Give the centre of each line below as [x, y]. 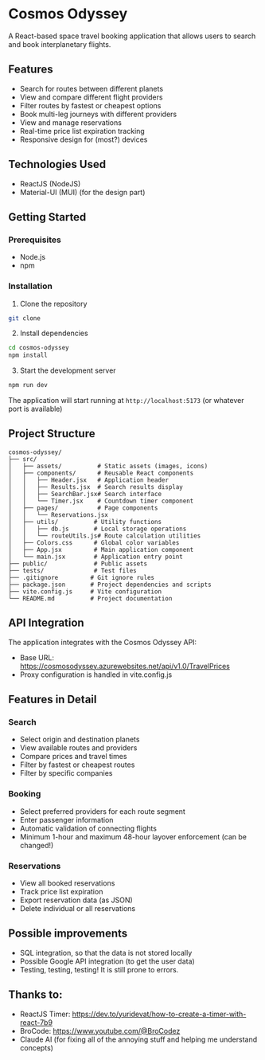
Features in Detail [53, 700]
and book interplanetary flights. [60, 44]
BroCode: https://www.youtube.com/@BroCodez [100, 1031]
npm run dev [28, 385]
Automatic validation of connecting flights [88, 828]
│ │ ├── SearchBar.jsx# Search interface [85, 494]
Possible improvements [68, 934]
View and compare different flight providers [91, 97]
